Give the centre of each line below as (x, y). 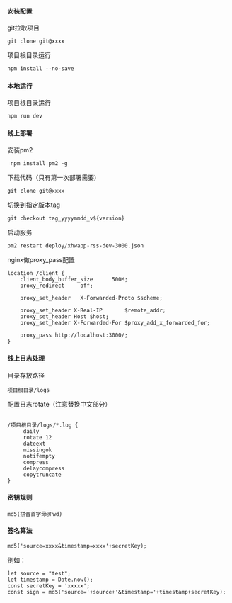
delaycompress (44, 468)
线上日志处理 (26, 358)
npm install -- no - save (41, 69)
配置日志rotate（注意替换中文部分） (59, 404)
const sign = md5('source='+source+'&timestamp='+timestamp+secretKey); (117, 592)
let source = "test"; (39, 573)
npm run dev (25, 116)
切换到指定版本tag (34, 205)
